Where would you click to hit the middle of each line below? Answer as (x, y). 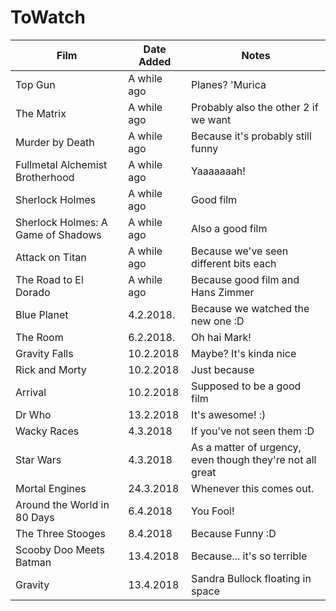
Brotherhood (45, 177)
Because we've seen (240, 251)
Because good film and (245, 279)
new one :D (218, 321)
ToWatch (48, 17)
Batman (33, 562)
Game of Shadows (58, 234)
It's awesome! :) (229, 414)
